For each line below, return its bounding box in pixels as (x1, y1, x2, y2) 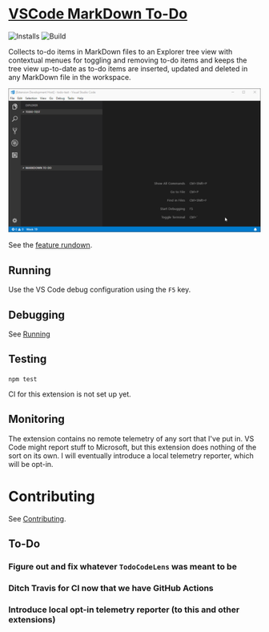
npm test (8, 375, 38, 383)
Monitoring (8, 413, 66, 426)
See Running (8, 329, 50, 339)
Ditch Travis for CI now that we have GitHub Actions (8, 582, 214, 594)
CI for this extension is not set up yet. (8, 389, 132, 399)
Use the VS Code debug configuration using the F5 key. (8, 285, 191, 295)
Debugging (8, 308, 66, 321)
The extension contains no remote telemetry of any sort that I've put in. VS (8, 433, 255, 443)
